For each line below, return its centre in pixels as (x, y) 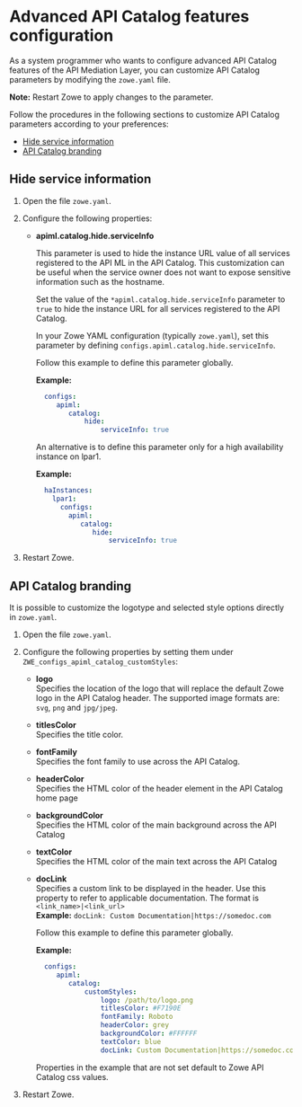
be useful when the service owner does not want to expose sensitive (163, 272)
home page (57, 798)
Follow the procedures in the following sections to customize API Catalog (145, 114)
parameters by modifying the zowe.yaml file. (90, 79)
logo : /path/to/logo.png (147, 1000)
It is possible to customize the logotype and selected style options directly (147, 607)
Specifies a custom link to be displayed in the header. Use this (151, 889)
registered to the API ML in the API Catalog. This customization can (160, 262)
